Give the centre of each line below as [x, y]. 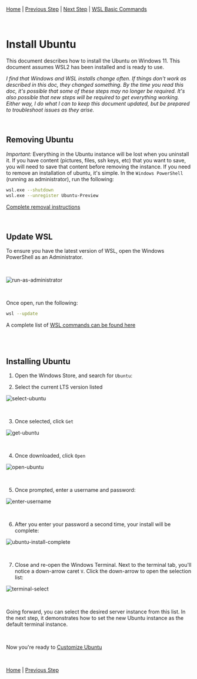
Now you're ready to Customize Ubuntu [54, 647]
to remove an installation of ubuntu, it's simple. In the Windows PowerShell [95, 173]
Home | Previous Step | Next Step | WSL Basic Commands [76, 9]
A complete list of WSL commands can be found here [71, 325]
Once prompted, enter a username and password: [75, 490]
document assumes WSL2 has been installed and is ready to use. [85, 67]
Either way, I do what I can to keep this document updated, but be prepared [98, 103]
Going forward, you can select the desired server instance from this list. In [96, 612]
